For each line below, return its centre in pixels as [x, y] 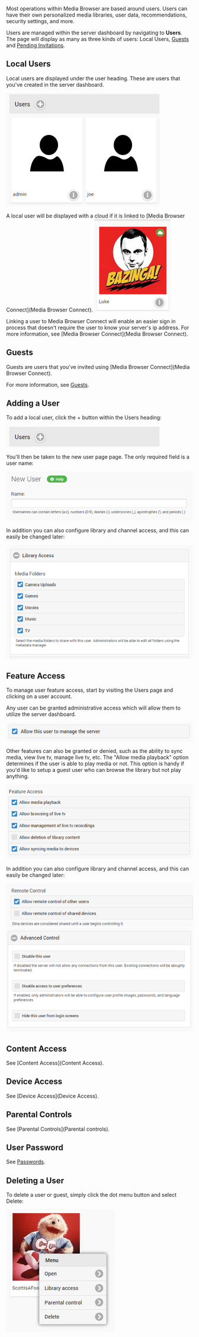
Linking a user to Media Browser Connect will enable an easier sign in [91, 321]
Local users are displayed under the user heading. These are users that [93, 78]
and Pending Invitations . [36, 45]
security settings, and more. [41, 21]
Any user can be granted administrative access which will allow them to [93, 708]
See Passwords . [26, 1162]
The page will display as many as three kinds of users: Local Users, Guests [98, 39]
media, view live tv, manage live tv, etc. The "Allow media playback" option [97, 757]
